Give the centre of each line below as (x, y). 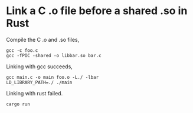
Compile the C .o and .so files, (43, 39)
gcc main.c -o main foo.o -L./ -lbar (53, 77)
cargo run (18, 104)
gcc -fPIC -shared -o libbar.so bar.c (54, 55)
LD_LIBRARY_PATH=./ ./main (39, 82)
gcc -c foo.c (22, 50)
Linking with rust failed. (35, 93)
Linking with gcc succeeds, (39, 67)
